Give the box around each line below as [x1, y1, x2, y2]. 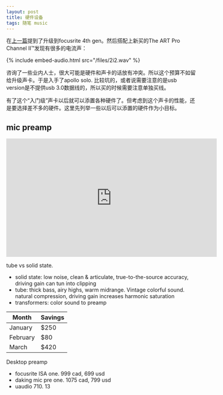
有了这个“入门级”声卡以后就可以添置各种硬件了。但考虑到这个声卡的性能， [6, 97, 191, 104]
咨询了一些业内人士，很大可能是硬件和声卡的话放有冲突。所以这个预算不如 [6, 69, 191, 76]
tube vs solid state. [6, 262, 53, 269]
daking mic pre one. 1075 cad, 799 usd [14, 376, 111, 384]
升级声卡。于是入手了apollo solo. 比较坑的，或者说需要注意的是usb [11, 76, 177, 84]
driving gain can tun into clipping [14, 280, 97, 287]
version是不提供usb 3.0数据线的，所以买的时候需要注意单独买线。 [6, 84, 170, 91]
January [9, 323, 33, 332]
